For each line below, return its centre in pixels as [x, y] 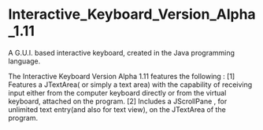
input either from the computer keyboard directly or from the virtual [117, 92]
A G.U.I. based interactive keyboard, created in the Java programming [121, 52]
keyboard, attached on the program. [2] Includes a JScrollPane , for [118, 101]
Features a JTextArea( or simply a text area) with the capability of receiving [130, 85]
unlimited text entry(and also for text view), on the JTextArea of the [117, 109]
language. [24, 61]
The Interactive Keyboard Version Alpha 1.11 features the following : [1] [122, 76]
